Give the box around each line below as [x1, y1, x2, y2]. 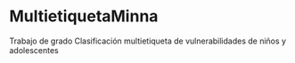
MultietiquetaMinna [9, 6, 159, 27]
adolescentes [9, 44, 60, 55]
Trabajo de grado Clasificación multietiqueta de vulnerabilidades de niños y [9, 35, 287, 46]
